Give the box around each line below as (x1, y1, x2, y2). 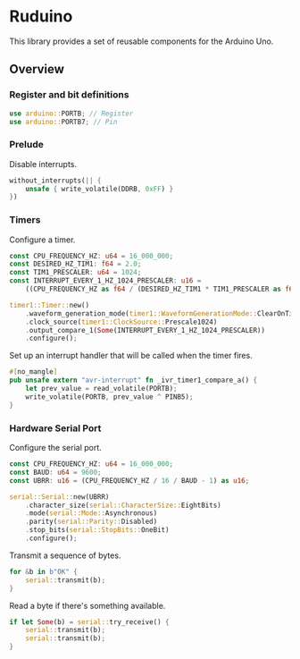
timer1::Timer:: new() (9, 300, 90, 309)
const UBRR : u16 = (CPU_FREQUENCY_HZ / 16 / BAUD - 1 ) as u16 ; (9, 476, 250, 485)
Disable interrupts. (9, 158, 78, 169)
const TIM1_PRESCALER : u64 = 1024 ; (9, 268, 142, 277)
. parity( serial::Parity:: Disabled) (25, 517, 158, 527)
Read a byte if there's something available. (9, 600, 166, 611)
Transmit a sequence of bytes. (9, 550, 121, 561)
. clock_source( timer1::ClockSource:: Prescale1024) (25, 317, 218, 326)
